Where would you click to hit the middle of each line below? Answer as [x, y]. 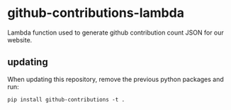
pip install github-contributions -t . [66, 99]
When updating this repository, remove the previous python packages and [116, 79]
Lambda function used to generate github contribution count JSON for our [116, 32]
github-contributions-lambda [96, 13]
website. [20, 39]
